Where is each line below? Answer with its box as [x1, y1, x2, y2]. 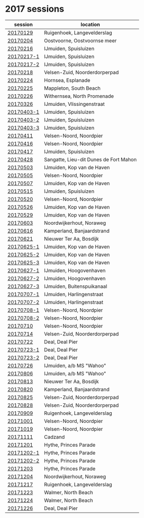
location [80, 21, 100, 28]
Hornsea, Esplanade [43, 77, 90, 83]
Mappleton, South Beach [43, 84, 101, 91]
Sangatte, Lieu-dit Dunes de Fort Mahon [43, 156, 137, 163]
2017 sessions [5, 3, 64, 15]
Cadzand [43, 433, 65, 440]
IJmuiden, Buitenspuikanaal [43, 283, 107, 290]
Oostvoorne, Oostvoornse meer [43, 37, 117, 44]
